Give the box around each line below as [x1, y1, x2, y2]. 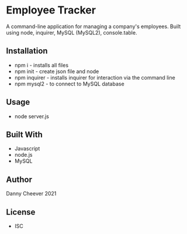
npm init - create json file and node [14, 68, 99, 75]
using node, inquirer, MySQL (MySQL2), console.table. [6, 29, 137, 36]
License [6, 207, 36, 217]
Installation [6, 46, 48, 56]
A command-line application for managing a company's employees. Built [6, 23, 181, 30]
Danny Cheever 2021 [6, 190, 57, 197]
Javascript [14, 145, 40, 152]
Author [6, 174, 32, 184]
